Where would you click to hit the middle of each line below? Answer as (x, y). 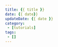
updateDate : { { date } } (29, 19)
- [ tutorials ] (21, 28)
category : (15, 23)
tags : (10, 32)
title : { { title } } (25, 10)
